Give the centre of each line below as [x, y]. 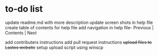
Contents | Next [21, 33]
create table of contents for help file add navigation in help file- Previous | [79, 27]
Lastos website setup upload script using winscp [54, 47]
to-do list [24, 9]
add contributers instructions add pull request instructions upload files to [79, 42]
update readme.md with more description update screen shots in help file [79, 22]
